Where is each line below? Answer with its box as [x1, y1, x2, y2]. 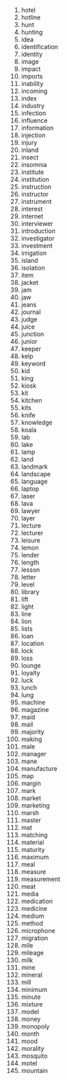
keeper [21, 345, 42, 353]
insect [21, 153, 39, 162]
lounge [21, 661, 41, 670]
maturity [21, 846, 45, 853]
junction [21, 330, 44, 338]
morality [21, 1045, 45, 1052]
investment [21, 242, 53, 250]
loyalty [21, 669, 40, 677]
